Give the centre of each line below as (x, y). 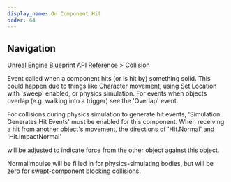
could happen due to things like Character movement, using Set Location (112, 86)
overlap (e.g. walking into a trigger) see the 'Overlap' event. (93, 101)
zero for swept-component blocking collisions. (74, 171)
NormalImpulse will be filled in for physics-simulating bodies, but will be (111, 164)
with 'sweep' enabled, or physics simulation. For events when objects (107, 93)
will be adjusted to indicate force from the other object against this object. (113, 150)
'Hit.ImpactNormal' (34, 137)
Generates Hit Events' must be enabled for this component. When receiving (116, 122)
